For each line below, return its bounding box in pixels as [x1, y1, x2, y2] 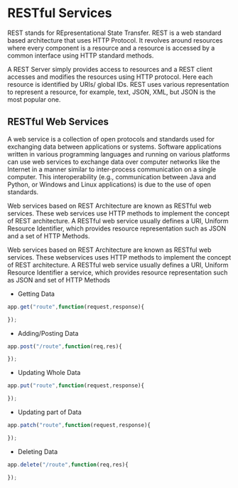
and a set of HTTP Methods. [7, 231, 90, 240]
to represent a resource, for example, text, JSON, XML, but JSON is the [7, 87, 216, 96]
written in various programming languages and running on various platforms [7, 149, 230, 158]
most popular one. [7, 95, 61, 104]
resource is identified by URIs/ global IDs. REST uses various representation [7, 80, 229, 88]
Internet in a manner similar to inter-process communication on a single [7, 165, 217, 174]
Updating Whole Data [17, 368, 81, 377]
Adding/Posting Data [17, 329, 79, 337]
